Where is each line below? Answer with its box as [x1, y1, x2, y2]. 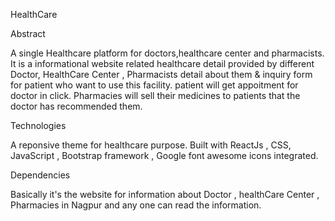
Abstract [10, 28, 46, 39]
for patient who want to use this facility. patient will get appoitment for [10, 79, 299, 91]
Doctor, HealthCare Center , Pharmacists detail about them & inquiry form [10, 69, 313, 80]
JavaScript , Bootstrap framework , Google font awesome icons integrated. [10, 150, 319, 161]
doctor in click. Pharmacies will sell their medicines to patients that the [10, 90, 301, 101]
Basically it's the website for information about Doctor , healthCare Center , [10, 189, 320, 200]
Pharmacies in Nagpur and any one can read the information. [10, 199, 262, 211]
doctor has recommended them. [10, 100, 143, 112]
